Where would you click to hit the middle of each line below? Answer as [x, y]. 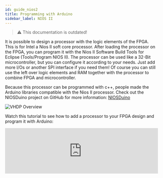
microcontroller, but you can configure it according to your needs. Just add [80, 62]
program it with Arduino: [29, 121]
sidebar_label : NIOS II [29, 18]
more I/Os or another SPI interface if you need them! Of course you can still [81, 67]
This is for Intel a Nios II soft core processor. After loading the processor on [80, 47]
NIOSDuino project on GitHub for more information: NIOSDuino [68, 97]
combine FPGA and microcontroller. [41, 78]
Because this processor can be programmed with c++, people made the [77, 87]
